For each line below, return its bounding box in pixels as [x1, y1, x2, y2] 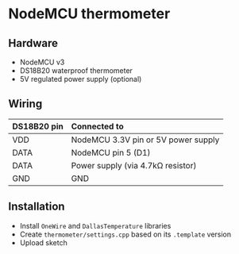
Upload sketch [19, 237, 67, 247]
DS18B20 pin [12, 121, 64, 132]
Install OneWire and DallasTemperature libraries [19, 221, 172, 230]
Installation [8, 200, 65, 214]
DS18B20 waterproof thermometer [19, 66, 133, 75]
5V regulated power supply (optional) [19, 75, 142, 83]
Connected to [71, 121, 125, 132]
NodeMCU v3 [19, 57, 65, 67]
